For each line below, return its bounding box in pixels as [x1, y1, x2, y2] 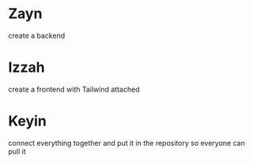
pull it [8, 147, 26, 156]
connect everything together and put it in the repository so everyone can [8, 138, 245, 147]
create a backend [8, 31, 66, 40]
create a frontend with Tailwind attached [8, 84, 140, 94]
